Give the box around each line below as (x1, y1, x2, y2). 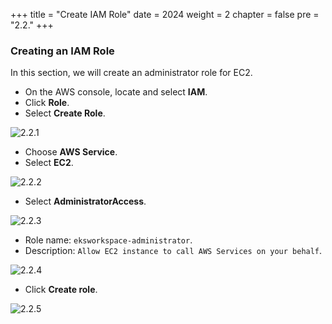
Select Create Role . (24, 107, 106, 119)
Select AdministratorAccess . (24, 195, 147, 208)
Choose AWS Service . (24, 146, 118, 158)
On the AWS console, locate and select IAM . (24, 86, 208, 98)
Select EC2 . (24, 157, 74, 169)
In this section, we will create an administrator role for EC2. (10, 67, 253, 79)
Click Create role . (24, 284, 98, 296)
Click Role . (24, 97, 70, 109)
